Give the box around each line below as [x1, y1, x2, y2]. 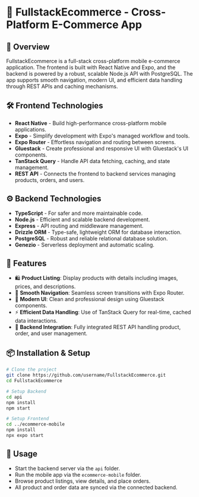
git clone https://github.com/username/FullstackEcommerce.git [6, 372, 166, 379]
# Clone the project [6, 367, 58, 373]
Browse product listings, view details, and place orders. [14, 477, 151, 485]
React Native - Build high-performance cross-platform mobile [14, 119, 167, 127]
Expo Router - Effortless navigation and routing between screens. [14, 138, 176, 145]
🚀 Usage [6, 449, 37, 459]
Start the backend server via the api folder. [14, 464, 121, 472]
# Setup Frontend [6, 416, 49, 422]
